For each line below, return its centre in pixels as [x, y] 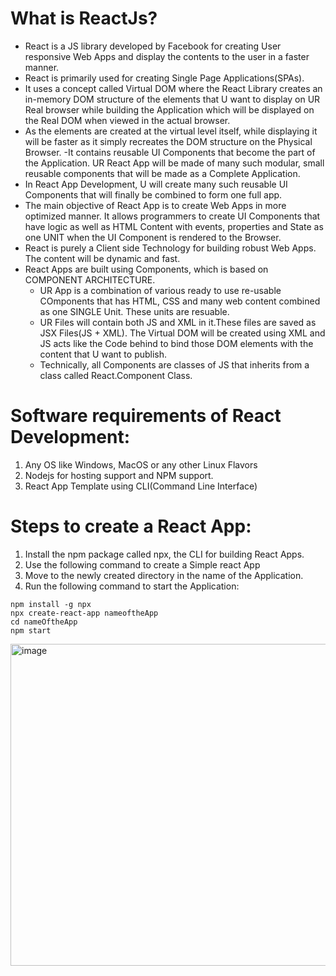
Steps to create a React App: [131, 526]
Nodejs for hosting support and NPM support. [119, 475]
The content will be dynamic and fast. [102, 258]
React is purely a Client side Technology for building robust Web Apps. [170, 248]
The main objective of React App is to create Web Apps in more [155, 205]
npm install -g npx [51, 604]
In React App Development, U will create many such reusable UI [156, 184]
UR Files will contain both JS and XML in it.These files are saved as [178, 322]
